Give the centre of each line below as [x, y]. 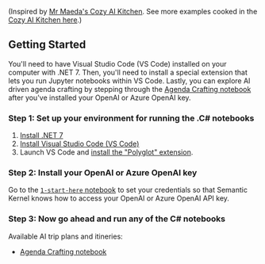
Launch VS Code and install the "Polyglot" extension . [106, 152]
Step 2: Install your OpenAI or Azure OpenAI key [103, 173]
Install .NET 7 [41, 136]
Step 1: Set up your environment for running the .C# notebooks [131, 118]
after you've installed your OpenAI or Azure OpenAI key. [100, 98]
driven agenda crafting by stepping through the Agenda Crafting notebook [130, 89]
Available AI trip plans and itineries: [65, 236]
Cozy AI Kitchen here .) [45, 20]
